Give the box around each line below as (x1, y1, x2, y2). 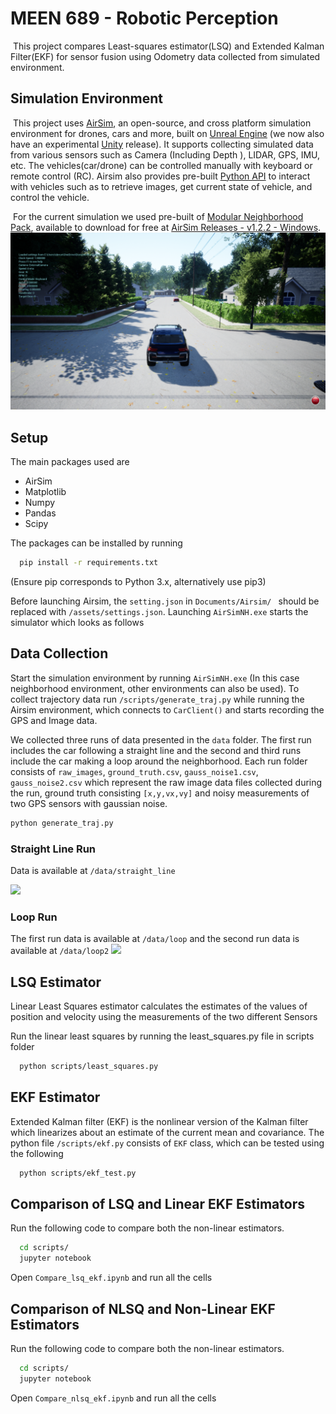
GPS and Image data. (10, 714, 98, 726)
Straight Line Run (10, 842, 97, 856)
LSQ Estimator (10, 973, 102, 991)
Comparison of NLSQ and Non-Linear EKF (10, 1300, 276, 1317)
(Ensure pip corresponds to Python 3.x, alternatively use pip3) (10, 575, 267, 587)
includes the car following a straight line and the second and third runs (10, 744, 302, 756)
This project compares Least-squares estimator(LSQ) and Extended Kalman (12, 40, 325, 52)
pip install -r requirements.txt (19, 558, 159, 568)
